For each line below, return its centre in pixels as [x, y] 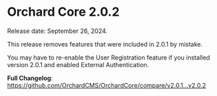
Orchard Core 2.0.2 [63, 12]
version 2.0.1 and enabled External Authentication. [78, 64]
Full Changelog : [30, 78]
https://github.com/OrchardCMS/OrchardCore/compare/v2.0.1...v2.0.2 [107, 85]
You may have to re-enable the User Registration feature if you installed [108, 57]
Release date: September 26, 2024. [58, 31]
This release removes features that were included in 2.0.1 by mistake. [105, 44]
